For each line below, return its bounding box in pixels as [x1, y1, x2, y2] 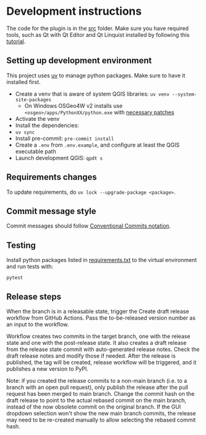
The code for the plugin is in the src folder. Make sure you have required [6, 25, 189, 32]
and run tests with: [6, 263, 53, 271]
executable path [15, 147, 56, 155]
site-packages [15, 96, 51, 102]
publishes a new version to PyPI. [6, 365, 89, 372]
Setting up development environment [6, 55, 152, 66]
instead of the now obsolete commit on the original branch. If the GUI [6, 403, 181, 410]
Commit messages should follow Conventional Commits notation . [6, 222, 171, 229]
